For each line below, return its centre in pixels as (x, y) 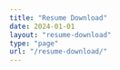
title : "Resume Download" (58, 18)
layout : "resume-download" (60, 35)
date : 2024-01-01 (42, 26)
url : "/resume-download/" (58, 52)
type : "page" (34, 43)
